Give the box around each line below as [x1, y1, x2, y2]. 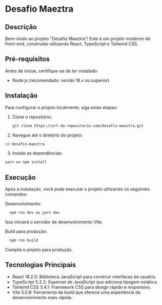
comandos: [5, 191, 28, 197]
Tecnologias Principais [5, 261, 76, 269]
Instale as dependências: [12, 150, 62, 156]
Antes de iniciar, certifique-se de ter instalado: [5, 68, 99, 74]
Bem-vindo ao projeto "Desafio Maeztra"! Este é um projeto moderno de [5, 36, 150, 41]
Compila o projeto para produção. [5, 247, 73, 252]
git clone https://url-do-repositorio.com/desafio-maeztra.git [12, 123, 144, 128]
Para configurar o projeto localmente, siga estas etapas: [5, 104, 118, 110]
